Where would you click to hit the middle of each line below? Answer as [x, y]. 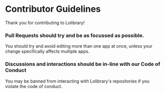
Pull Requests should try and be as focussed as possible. [75, 35]
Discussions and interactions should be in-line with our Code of [83, 64]
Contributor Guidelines [53, 9]
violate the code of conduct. [34, 86]
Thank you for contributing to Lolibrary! [45, 23]
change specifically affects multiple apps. [47, 51]
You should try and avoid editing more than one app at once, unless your [79, 46]
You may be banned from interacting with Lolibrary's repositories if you [77, 81]
